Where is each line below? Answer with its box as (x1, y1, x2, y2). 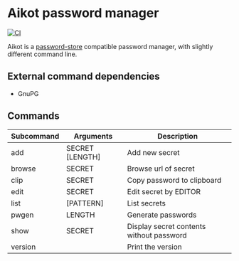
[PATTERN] (66, 198, 105, 208)
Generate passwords (127, 210, 197, 220)
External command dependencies (7, 70, 160, 82)
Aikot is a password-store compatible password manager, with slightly (7, 42, 213, 50)
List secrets (127, 198, 166, 208)
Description (157, 131, 198, 141)
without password (127, 230, 187, 240)
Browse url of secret (127, 164, 195, 174)
